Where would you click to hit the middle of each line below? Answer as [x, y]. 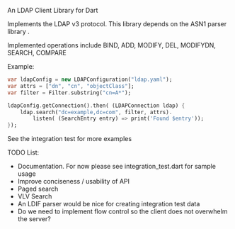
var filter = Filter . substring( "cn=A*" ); [69, 93]
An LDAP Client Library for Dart [53, 10]
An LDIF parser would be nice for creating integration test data [109, 204]
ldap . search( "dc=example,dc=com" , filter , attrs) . [96, 112]
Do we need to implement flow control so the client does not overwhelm [122, 211]
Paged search [38, 189]
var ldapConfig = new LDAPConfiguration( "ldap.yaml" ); [90, 79]
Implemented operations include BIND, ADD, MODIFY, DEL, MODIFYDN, [111, 45]
